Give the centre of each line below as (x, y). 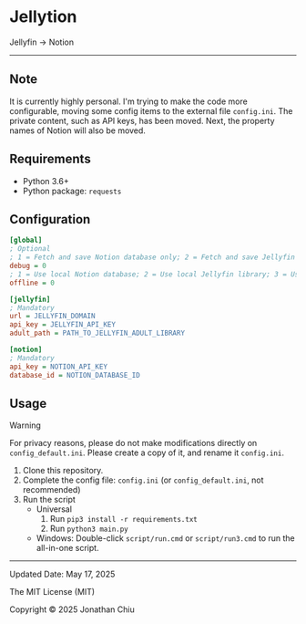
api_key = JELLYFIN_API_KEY (63, 325)
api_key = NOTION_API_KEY (58, 367)
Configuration (50, 219)
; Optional (30, 249)
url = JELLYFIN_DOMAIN (52, 317)
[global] (26, 240)
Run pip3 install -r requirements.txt (123, 519)
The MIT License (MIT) (52, 592)
